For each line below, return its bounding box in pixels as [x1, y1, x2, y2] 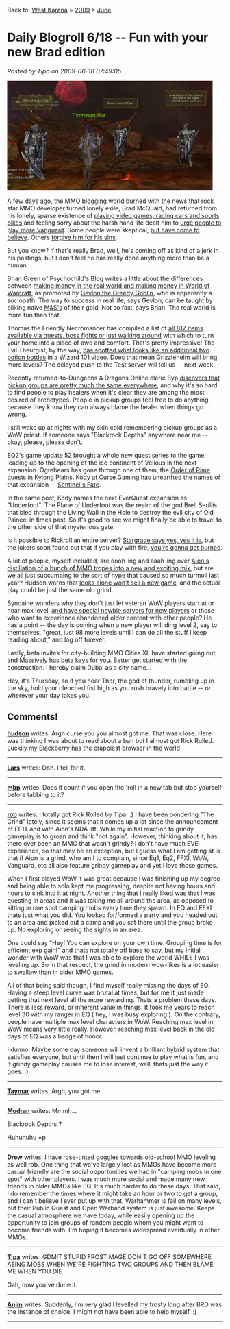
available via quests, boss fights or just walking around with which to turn [7, 331, 214, 339]
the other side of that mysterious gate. [7, 522, 115, 531]
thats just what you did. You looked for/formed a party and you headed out [7, 911, 218, 919]
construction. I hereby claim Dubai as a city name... [7, 663, 152, 671]
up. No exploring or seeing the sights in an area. [7, 925, 142, 934]
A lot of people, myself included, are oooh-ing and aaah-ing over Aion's [7, 557, 209, 565]
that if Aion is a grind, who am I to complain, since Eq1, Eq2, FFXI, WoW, [7, 853, 209, 862]
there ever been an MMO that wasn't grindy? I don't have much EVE [7, 839, 199, 847]
